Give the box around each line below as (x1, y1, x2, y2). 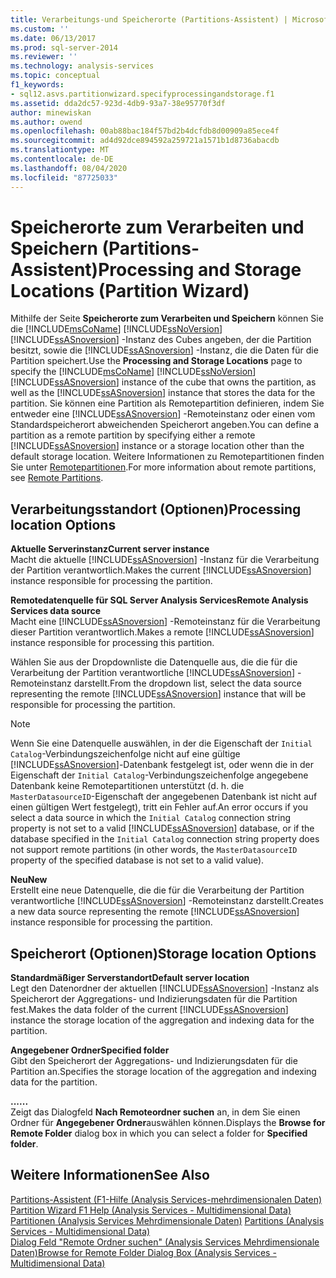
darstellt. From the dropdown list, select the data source (73, 677, 302, 690)
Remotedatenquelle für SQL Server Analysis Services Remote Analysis (10, 594, 309, 606)
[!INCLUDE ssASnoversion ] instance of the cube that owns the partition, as (10, 376, 317, 388)
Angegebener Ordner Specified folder (10, 1044, 170, 1056)
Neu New (10, 874, 48, 886)
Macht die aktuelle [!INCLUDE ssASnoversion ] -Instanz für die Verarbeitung (10, 554, 320, 566)
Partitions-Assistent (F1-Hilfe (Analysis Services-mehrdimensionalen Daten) (10, 1193, 323, 1205)
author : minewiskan (10, 107, 92, 118)
